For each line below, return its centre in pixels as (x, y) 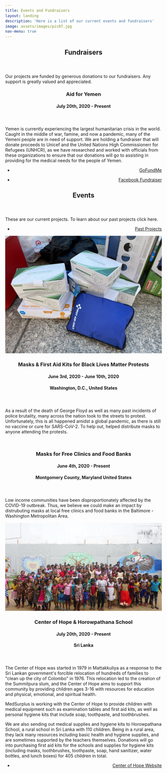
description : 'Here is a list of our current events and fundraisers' (80, 21)
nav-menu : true (21, 32)
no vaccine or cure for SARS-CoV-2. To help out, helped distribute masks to (83, 426)
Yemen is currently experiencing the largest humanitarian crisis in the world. (83, 129)
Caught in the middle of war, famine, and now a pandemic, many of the (78, 134)
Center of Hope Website (137, 766)
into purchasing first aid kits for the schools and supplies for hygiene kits (80, 745)
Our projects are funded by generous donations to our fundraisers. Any (78, 76)
